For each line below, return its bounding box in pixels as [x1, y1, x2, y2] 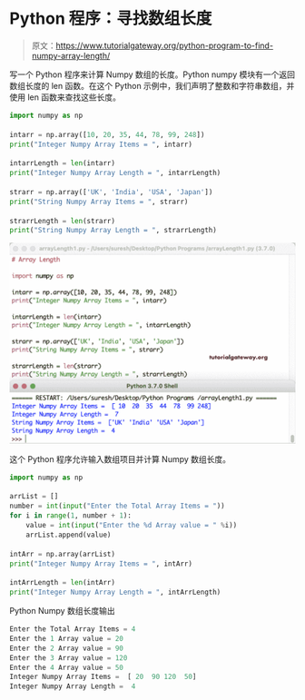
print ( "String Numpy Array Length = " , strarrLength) [9, 226, 218, 235]
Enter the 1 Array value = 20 [9, 634, 124, 643]
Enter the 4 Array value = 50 [9, 663, 124, 672]
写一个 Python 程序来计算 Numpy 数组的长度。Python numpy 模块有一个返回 [9, 69, 295, 80]
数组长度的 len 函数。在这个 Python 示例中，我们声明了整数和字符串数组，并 [9, 80, 295, 91]
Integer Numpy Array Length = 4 [9, 682, 136, 691]
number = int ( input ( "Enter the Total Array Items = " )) [9, 501, 225, 511]
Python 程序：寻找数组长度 [9, 8, 212, 29]
